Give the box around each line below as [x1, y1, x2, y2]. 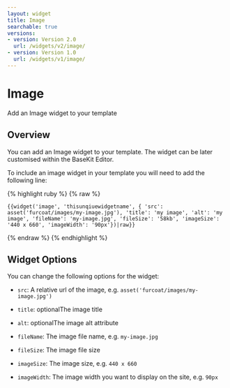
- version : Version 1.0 [7, 50, 77, 57]
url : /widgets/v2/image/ [13, 43, 86, 50]
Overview [7, 129, 51, 141]
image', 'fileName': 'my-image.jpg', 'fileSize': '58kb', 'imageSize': [7, 215, 220, 222]
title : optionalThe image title [17, 305, 103, 314]
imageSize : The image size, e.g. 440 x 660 [17, 359, 137, 368]
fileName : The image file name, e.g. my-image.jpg [17, 332, 158, 341]
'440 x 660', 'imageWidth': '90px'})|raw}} [7, 221, 136, 228]
